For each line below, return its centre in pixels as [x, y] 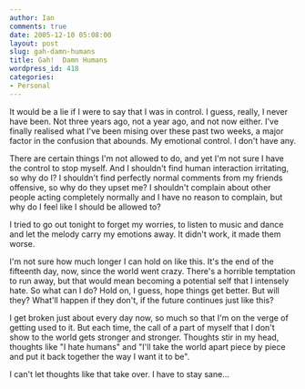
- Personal [30, 86]
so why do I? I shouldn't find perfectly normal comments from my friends [146, 178]
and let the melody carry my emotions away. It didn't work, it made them [145, 234]
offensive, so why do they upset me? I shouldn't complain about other [140, 187]
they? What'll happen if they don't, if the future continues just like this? [142, 300]
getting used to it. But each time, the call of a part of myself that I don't [142, 327]
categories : [32, 77]
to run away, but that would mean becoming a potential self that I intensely [149, 281]
